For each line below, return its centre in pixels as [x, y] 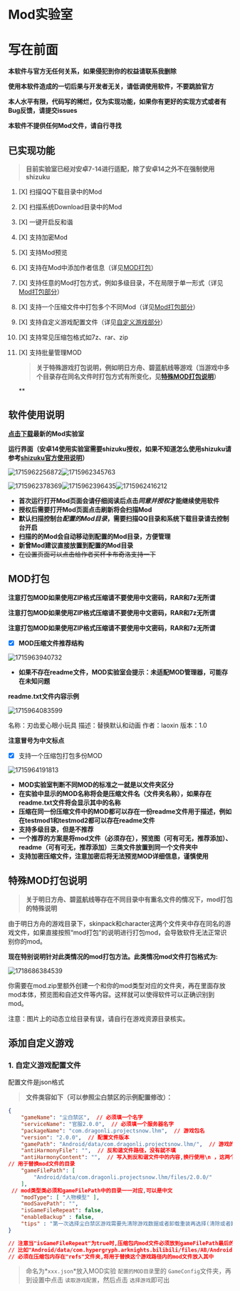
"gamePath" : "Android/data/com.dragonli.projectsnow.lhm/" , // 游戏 [125, 1144]
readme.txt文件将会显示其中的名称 [69, 802]
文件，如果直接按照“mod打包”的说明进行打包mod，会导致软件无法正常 [117, 932]
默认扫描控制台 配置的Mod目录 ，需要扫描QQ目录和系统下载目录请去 [118, 518]
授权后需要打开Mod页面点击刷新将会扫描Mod [85, 509]
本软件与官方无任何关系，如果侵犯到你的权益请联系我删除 [92, 71]
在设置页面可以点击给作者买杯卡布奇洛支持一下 [87, 554]
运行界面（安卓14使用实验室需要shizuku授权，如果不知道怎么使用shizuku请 [120, 449]
